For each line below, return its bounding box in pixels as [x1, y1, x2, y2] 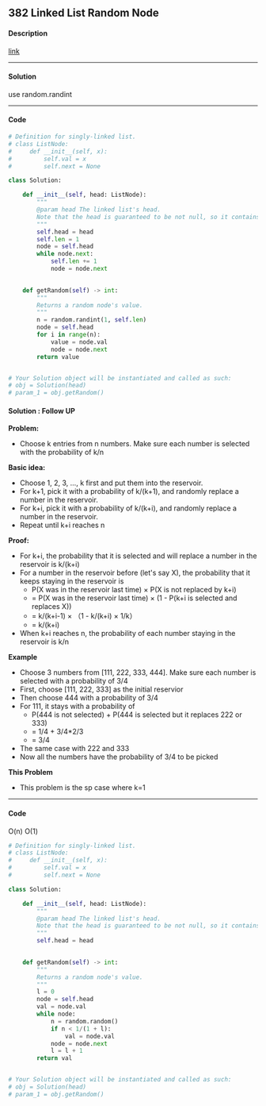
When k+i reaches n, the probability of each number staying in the [19, 629, 236, 638]
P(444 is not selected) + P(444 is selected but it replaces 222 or [31, 710, 243, 719]
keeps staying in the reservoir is [19, 576, 124, 586]
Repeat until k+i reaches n [19, 520, 105, 530]
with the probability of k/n [19, 448, 104, 457]
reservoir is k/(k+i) [19, 560, 80, 569]
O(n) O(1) [8, 826, 38, 836]
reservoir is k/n [19, 637, 70, 646]
